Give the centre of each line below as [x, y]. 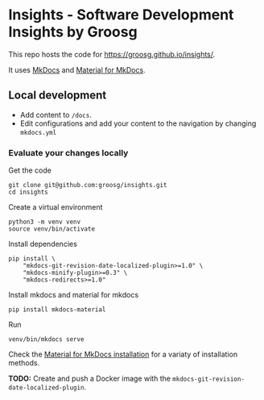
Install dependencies [43, 244]
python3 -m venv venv [45, 222]
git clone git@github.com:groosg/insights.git [88, 185]
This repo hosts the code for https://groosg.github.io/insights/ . [112, 54]
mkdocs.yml [38, 132]
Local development [58, 96]
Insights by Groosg [73, 32]
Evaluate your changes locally [68, 152]
